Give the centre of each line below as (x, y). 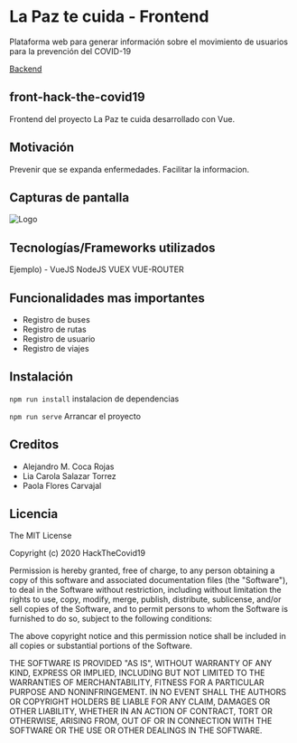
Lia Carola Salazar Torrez (70, 475)
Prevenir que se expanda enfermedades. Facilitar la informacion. (130, 169)
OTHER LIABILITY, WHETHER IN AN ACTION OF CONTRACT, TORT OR (141, 711)
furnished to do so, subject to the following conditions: (111, 619)
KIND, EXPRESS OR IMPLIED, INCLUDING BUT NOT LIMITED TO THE (137, 673)
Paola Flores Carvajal (62, 485)
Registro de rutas (55, 329)
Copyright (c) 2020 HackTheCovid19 (78, 553)
